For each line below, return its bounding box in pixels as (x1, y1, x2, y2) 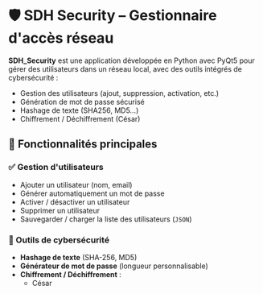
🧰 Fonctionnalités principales (8, 138, 158, 151)
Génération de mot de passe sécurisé (19, 97, 145, 106)
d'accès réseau (8, 29, 114, 48)
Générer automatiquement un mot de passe (19, 188, 165, 198)
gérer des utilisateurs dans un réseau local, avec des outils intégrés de (8, 64, 243, 73)
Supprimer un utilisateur (19, 205, 101, 215)
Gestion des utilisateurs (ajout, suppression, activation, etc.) (19, 88, 220, 97)
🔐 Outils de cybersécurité (8, 234, 110, 246)
